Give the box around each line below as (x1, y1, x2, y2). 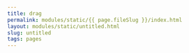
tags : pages (7, 36, 42, 43)
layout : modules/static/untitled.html (7, 23, 120, 30)
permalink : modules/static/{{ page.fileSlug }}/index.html (7, 17, 183, 23)
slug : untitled (7, 29, 52, 36)
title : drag (7, 10, 42, 17)
